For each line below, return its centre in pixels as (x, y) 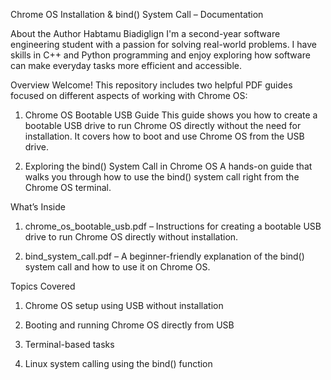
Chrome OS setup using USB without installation (124, 305)
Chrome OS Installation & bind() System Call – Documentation (137, 14)
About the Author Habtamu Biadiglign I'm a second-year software (145, 33)
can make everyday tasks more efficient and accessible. (126, 65)
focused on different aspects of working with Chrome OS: (129, 95)
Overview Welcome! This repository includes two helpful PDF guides (151, 85)
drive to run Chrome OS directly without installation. (131, 237)
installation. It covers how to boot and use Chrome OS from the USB (164, 136)
